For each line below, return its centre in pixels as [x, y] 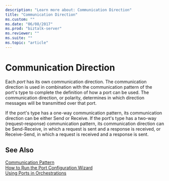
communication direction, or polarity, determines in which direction [75, 98]
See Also [19, 150]
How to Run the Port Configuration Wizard [49, 167]
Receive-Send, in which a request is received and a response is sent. [77, 134]
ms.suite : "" [19, 38]
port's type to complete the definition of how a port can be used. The [77, 92]
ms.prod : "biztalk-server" [34, 29]
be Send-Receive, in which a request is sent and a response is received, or [83, 129]
